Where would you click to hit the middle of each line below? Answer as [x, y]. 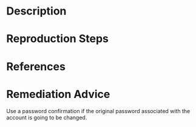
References [36, 66]
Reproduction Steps [58, 39]
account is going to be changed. [47, 117]
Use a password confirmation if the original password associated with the [98, 111]
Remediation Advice [58, 94]
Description [36, 11]
